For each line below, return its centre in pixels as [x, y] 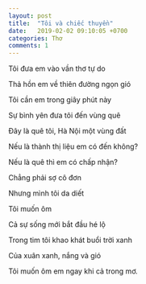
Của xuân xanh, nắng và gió [55, 256]
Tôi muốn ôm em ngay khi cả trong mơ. [73, 271]
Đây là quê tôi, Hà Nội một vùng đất [67, 131]
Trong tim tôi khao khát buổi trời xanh [71, 240]
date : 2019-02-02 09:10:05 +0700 [68, 31]
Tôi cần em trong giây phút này [60, 100]
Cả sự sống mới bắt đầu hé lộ [57, 224]
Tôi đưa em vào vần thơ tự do [57, 68]
